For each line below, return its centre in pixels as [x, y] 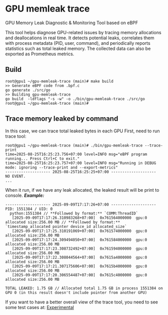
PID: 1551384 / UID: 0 [29, 209]
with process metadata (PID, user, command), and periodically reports [78, 43]
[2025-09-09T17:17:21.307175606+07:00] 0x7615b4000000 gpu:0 [79, 266]
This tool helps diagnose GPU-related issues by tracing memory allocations [83, 32]
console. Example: [25, 195]
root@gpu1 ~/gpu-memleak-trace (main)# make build [59, 81]
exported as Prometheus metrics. [40, 54]
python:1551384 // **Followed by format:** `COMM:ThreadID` [74, 213]
